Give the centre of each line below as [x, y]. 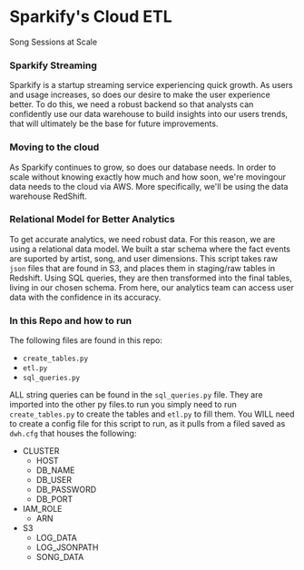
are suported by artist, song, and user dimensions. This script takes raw [144, 258]
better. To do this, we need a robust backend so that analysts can [132, 104]
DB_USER [54, 480]
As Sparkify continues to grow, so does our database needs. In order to [143, 167]
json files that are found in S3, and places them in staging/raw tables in [142, 268]
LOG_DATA [56, 538]
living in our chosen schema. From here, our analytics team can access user [152, 287]
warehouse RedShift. [49, 196]
